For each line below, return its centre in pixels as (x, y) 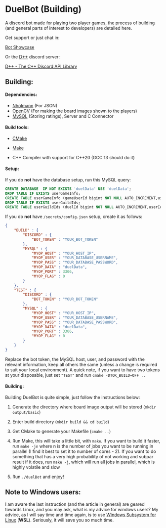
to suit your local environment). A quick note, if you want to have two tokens (83, 370)
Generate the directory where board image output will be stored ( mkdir (84, 407)
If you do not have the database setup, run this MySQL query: (68, 179)
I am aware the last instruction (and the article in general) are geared (75, 504)
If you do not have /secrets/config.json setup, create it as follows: (74, 217)
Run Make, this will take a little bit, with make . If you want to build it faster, (86, 441)
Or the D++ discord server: (33, 57)
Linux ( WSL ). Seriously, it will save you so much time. (60, 520)
